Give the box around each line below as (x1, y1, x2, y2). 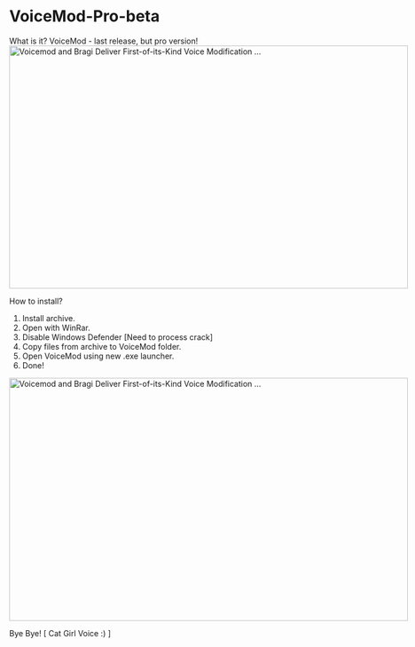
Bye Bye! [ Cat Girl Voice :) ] (9, 627, 112, 638)
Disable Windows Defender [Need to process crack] (21, 331, 214, 343)
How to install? (9, 296, 64, 306)
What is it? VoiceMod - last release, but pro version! (9, 36, 199, 46)
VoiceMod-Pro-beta (9, 6, 161, 27)
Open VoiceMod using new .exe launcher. (21, 351, 175, 361)
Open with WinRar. (21, 322, 90, 333)
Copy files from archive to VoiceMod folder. (21, 341, 182, 351)
